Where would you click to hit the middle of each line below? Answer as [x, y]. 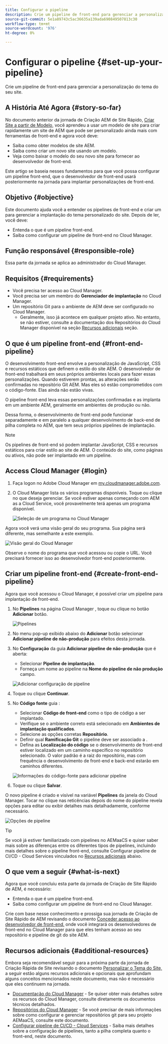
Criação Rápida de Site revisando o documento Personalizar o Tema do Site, [84, 968]
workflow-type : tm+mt [28, 24]
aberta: [20, 654]
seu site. [14, 92]
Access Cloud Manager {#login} [56, 471]
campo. [28, 674]
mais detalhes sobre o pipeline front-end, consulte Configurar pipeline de [81, 850]
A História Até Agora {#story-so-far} [63, 108]
